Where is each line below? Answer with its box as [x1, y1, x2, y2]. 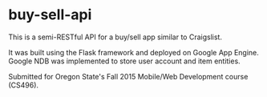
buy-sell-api [8, 6, 92, 24]
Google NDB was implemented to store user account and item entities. [8, 56, 241, 66]
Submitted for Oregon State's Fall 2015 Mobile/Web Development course [8, 71, 249, 81]
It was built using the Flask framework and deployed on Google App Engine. [8, 47, 259, 57]
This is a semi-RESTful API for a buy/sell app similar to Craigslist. [8, 32, 223, 42]
